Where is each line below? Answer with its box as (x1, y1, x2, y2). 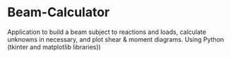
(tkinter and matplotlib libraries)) (7, 42, 101, 51)
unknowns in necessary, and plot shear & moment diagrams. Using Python (7, 35, 225, 43)
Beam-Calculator (7, 4, 110, 21)
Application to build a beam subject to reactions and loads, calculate (7, 28, 206, 36)
